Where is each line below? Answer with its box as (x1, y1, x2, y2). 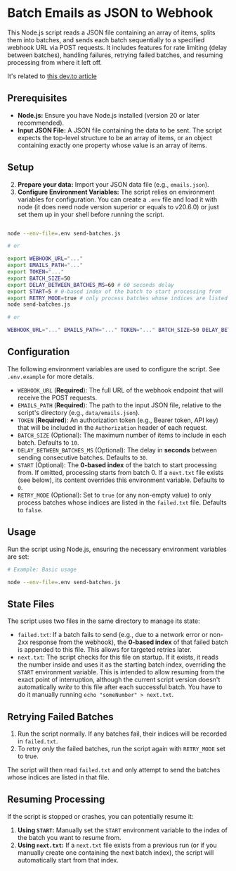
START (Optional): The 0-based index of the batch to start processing (17, 460, 217, 469)
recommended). (17, 118, 65, 127)
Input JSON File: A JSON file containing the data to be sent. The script (17, 125, 223, 135)
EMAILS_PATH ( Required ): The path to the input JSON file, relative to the (17, 400, 222, 409)
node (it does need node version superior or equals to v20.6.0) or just (17, 202, 219, 211)
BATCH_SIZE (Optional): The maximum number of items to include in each (17, 431, 227, 439)
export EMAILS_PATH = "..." (7, 262, 83, 269)
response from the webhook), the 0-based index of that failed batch (29, 638, 228, 646)
